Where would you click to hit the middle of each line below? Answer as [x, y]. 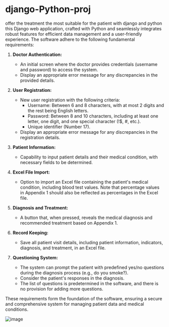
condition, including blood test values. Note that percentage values [90, 187]
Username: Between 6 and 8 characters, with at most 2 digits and [96, 105]
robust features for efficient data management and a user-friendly [74, 34]
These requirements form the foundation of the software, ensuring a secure [84, 298]
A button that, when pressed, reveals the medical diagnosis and [86, 217]
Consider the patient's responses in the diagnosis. [72, 278]
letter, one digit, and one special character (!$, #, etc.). [84, 121]
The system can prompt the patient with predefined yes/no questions [92, 267]
